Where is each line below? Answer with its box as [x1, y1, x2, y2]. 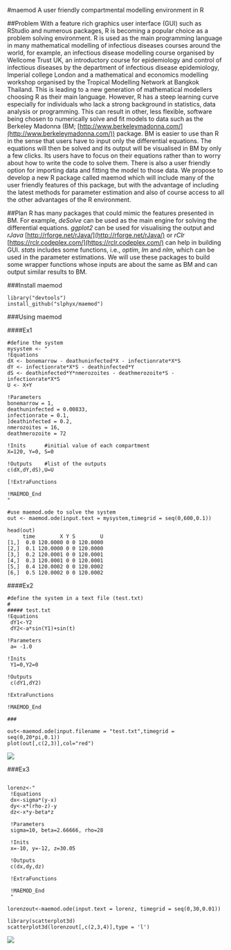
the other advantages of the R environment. [7, 196, 131, 203]
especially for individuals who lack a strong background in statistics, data [7, 100, 216, 108]
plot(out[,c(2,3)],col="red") [7, 740, 95, 747]
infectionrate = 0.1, [7, 412, 70, 419]
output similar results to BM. [7, 268, 88, 276]
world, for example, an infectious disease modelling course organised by [7, 48, 214, 57]
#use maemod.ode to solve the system [7, 509, 116, 516]
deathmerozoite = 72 [7, 430, 67, 437]
